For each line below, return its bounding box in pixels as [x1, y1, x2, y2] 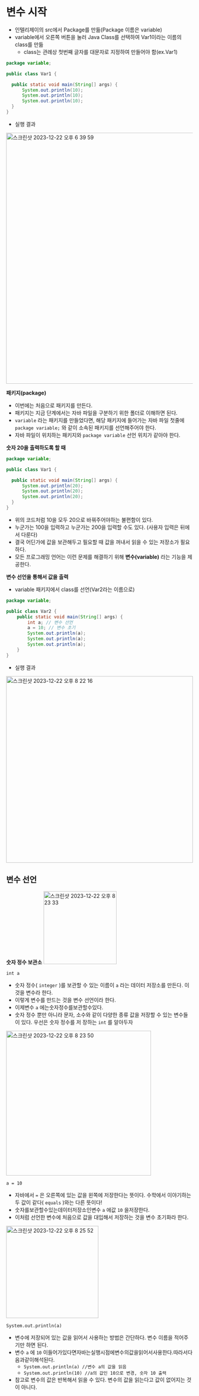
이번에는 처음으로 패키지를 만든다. [14, 402, 93, 409]
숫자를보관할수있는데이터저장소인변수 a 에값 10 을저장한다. [14, 1206, 150, 1213]
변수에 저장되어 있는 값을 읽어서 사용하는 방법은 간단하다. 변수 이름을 [14, 1334, 173, 1341]
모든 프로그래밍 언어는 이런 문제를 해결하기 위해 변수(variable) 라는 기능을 [14, 553, 187, 560]
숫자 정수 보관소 [6, 958, 43, 965]
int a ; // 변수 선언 [27, 620, 73, 625]
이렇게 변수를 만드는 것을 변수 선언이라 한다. [14, 996, 117, 1003]
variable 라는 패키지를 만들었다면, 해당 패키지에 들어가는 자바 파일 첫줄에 [14, 416, 185, 423]
